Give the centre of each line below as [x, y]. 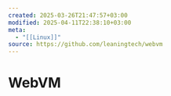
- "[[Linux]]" [38, 37]
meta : [17, 30]
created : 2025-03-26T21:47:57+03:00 [68, 15]
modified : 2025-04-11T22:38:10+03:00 [70, 23]
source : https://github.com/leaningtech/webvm [85, 44]
